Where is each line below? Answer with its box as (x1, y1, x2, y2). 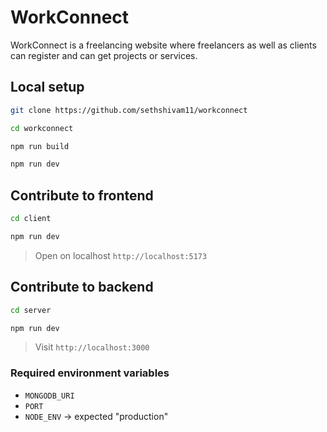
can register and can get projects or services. (10, 49, 198, 61)
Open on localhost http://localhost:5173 (34, 249, 208, 261)
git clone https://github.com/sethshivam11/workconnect (10, 105, 248, 115)
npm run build (10, 141, 70, 151)
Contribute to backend (10, 279, 154, 296)
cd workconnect (10, 123, 74, 133)
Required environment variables (10, 366, 170, 380)
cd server (10, 305, 52, 315)
